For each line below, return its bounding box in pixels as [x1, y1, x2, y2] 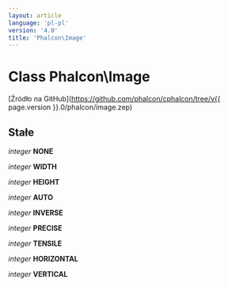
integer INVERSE [8, 208, 63, 217]
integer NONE [8, 147, 54, 155]
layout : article [8, 11, 62, 20]
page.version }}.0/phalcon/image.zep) [8, 102, 133, 112]
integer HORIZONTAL [8, 254, 79, 263]
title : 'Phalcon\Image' [8, 33, 87, 42]
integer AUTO [8, 193, 54, 202]
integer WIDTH [8, 162, 57, 171]
